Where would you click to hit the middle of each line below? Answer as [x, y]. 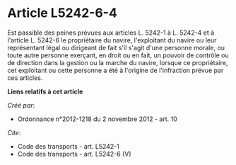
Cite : [14, 132]
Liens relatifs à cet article [45, 91]
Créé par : [21, 105]
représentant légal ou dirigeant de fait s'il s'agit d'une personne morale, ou [116, 47]
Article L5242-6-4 [63, 13]
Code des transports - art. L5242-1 [69, 146]
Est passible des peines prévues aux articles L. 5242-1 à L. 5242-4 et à [111, 33]
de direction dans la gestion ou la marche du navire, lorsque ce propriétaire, [118, 62]
